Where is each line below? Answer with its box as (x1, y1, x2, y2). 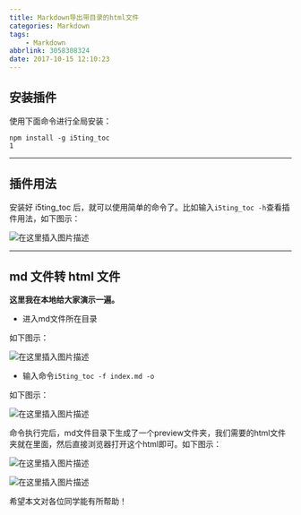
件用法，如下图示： (9, 212, 81, 224)
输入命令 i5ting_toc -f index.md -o (21, 371, 155, 382)
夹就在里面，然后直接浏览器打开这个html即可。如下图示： (9, 439, 222, 450)
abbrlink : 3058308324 (9, 47, 90, 56)
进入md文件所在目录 (21, 313, 98, 324)
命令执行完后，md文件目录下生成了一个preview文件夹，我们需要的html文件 (9, 427, 287, 439)
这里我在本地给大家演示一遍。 (9, 295, 119, 305)
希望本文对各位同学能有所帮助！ (9, 496, 127, 507)
